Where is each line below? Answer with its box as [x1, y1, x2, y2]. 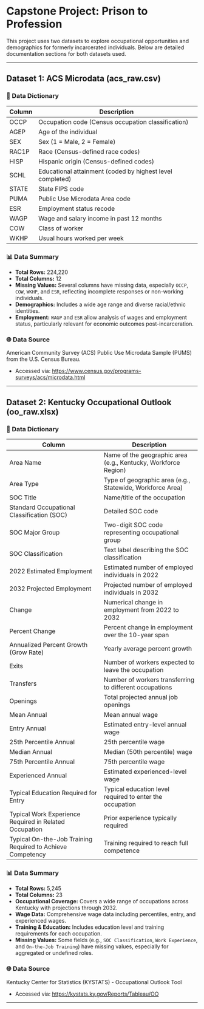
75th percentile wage [103, 758, 165, 766]
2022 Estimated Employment [9, 567, 93, 575]
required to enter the [103, 792, 163, 801]
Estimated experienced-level [103, 767, 187, 776]
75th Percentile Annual [9, 758, 75, 766]
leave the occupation [103, 665, 164, 674]
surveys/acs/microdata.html [15, 374, 86, 381]
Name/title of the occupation [103, 493, 186, 502]
